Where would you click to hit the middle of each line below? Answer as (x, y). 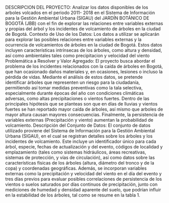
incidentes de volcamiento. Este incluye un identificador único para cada (81, 141)
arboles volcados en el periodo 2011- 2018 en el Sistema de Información (80, 13)
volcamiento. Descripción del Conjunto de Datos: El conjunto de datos (78, 125)
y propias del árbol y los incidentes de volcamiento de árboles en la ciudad (83, 29)
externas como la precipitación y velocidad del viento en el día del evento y (83, 173)
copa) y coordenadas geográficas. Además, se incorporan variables (76, 168)
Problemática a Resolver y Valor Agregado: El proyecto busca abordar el (80, 61)
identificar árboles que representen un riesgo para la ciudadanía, (73, 82)
